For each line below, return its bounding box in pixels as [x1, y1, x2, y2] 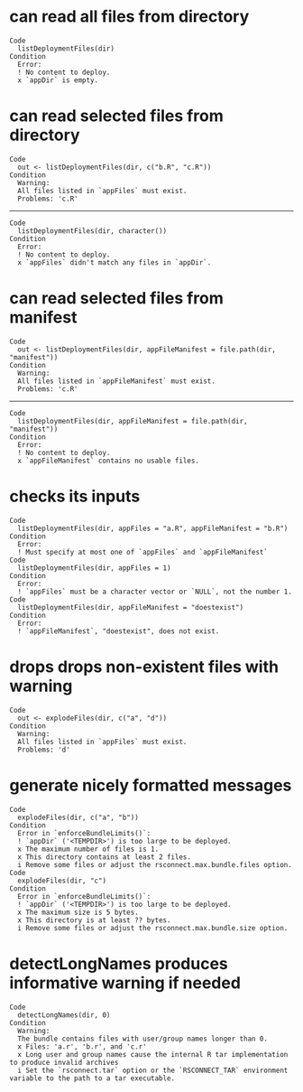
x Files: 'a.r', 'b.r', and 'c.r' [17, 1041, 147, 1051]
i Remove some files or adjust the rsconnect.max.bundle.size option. [17, 923, 289, 932]
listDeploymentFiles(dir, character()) [17, 226, 168, 236]
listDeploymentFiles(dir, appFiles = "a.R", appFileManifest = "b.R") [17, 524, 289, 533]
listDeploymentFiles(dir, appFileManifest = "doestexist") [17, 602, 244, 611]
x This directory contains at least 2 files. [17, 852, 192, 862]
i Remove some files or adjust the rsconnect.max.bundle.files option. [17, 860, 293, 869]
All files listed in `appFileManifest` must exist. [17, 377, 216, 386]
